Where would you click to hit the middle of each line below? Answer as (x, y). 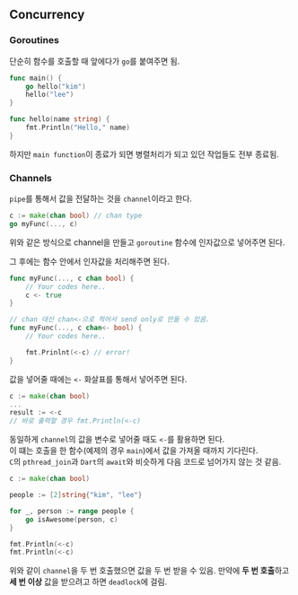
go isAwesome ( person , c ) (72, 520)
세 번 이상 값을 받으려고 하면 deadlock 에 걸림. (88, 582)
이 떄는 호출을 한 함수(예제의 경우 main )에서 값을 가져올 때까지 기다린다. (134, 451)
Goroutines (35, 40)
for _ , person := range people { (72, 511)
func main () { (36, 78)
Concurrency (47, 15)
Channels (31, 178)
